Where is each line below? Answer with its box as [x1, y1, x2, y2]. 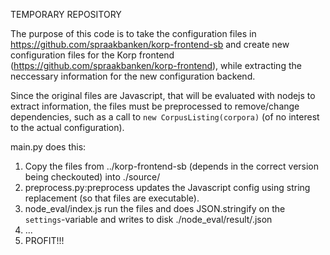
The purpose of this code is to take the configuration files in [10, 28, 257, 39]
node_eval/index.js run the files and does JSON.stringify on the [24, 203, 286, 214]
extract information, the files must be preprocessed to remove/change [10, 100, 300, 112]
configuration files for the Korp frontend [10, 49, 175, 61]
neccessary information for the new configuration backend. [10, 70, 256, 82]
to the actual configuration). [10, 122, 125, 133]
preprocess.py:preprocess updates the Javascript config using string [24, 182, 311, 193]
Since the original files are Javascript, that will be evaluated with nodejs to [10, 90, 316, 101]
